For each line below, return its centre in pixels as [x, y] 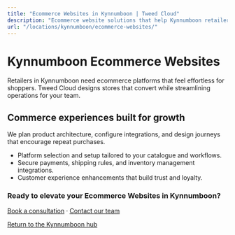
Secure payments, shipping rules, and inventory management [106, 163]
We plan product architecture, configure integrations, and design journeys [114, 134]
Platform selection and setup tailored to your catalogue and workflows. [120, 155]
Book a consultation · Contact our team [64, 211]
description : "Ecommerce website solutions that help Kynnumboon [104, 20]
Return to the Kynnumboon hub [52, 225]
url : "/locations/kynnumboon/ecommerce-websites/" [83, 27]
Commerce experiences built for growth [96, 117]
